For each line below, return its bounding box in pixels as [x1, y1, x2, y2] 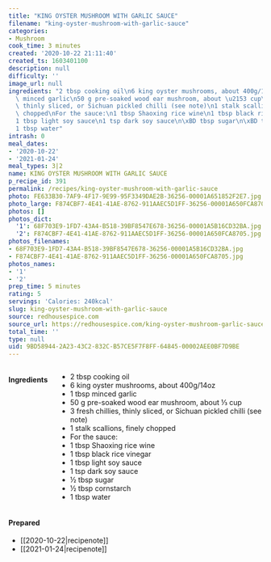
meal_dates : [8, 139, 48, 148]
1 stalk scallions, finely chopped [69, 424, 176, 433]
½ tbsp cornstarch [69, 484, 131, 493]
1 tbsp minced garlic [69, 389, 137, 399]
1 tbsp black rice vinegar [69, 450, 152, 459]
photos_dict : [8, 215, 52, 223]
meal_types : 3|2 [8, 163, 63, 171]
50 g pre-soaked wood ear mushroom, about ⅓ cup [69, 398, 242, 408]
